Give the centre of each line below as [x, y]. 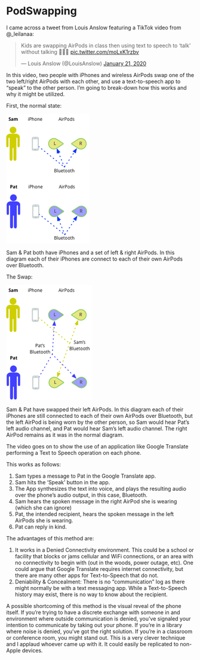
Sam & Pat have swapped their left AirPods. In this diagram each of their [95, 409]
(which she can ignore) [43, 508]
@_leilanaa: [20, 33]
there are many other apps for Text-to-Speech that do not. [87, 575]
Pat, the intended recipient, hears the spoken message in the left [94, 514]
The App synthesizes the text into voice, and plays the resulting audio [101, 488]
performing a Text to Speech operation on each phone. [74, 453]
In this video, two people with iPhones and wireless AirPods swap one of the [100, 75]
